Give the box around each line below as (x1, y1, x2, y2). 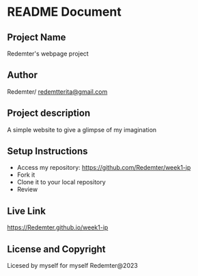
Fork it (16, 171, 36, 179)
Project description (7, 108, 91, 119)
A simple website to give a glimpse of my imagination (7, 125, 157, 134)
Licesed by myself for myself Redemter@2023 (7, 262, 138, 270)
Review (16, 186, 38, 194)
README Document (7, 4, 122, 20)
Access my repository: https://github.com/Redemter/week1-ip (16, 164, 191, 172)
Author (7, 69, 38, 81)
